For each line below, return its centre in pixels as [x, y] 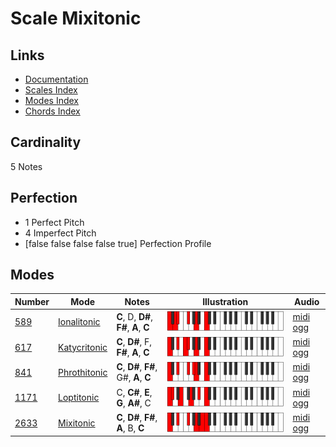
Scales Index [51, 90]
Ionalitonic [79, 322]
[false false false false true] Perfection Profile [118, 243]
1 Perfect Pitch [54, 222]
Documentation [56, 79]
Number [32, 301]
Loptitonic [79, 398]
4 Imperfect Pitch [60, 233]
